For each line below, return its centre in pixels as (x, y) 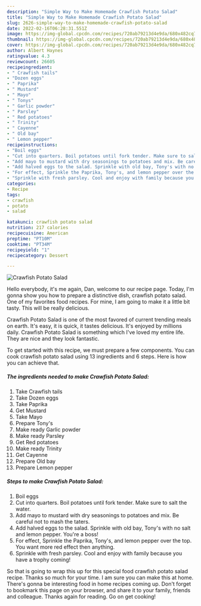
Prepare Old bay (35, 461)
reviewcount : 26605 (31, 61)
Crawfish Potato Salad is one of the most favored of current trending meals (99, 320)
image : (15, 34)
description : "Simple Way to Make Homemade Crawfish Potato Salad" (92, 12)
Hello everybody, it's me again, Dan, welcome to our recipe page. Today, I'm (101, 289)
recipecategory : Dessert (38, 255)
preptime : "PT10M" (30, 239)
